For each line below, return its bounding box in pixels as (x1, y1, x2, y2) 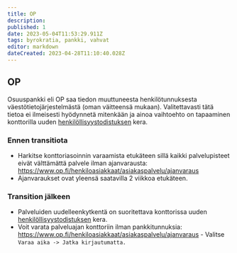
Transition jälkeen (7, 191, 71, 201)
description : (7, 17, 46, 24)
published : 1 (7, 23, 46, 30)
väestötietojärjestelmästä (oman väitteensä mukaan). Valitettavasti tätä (7, 102, 214, 111)
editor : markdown (7, 43, 59, 50)
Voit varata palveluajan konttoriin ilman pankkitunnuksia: (17, 223, 182, 231)
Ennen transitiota (7, 135, 68, 145)
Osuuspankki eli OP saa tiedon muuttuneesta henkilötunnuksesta (7, 95, 197, 103)
